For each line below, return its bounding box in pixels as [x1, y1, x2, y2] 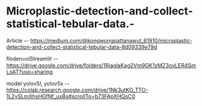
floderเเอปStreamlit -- [6, 55, 58, 62]
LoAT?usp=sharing [6, 68, 53, 75]
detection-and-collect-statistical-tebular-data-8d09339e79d [6, 43, 157, 51]
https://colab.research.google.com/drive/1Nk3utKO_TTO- [6, 86, 149, 93]
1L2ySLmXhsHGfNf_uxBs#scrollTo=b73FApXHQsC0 [6, 92, 136, 100]
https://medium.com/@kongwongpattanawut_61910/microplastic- [30, 37, 193, 44]
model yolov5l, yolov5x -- [6, 79, 70, 87]
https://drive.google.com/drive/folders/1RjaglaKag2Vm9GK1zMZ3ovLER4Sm [6, 61, 196, 69]
